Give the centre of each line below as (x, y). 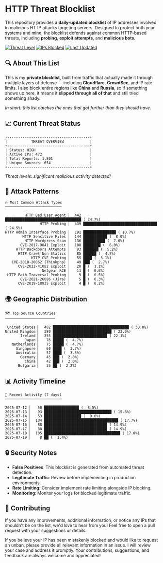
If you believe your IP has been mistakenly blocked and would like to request (81, 540)
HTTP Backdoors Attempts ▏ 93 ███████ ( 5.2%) (67, 249)
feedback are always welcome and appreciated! (53, 555)
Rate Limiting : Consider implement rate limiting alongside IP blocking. (82, 488)
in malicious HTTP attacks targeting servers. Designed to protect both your (80, 27)
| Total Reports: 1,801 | (49, 159)
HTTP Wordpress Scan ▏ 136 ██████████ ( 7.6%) (74, 241)
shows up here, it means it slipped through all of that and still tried (72, 93)
